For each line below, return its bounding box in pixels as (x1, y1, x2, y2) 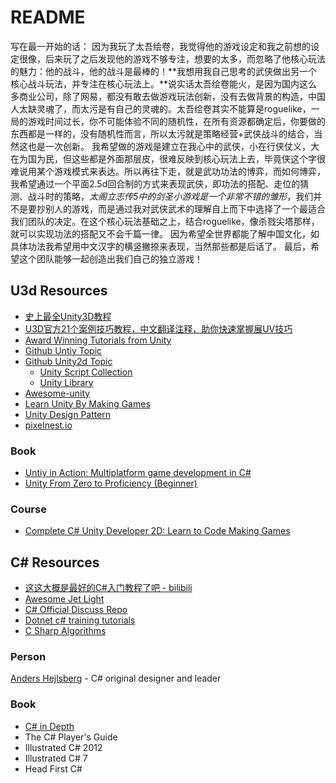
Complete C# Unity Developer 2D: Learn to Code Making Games (24, 525, 291, 537)
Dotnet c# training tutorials (24, 614, 136, 626)
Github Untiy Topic (24, 344, 103, 356)
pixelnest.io (24, 419, 73, 431)
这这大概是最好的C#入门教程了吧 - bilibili (24, 582, 193, 594)
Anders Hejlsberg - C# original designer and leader (10, 672, 222, 685)
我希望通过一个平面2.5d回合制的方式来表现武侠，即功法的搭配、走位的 (10, 177, 301, 190)
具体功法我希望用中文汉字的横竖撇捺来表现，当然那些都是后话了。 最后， (10, 240, 311, 252)
